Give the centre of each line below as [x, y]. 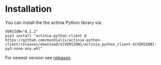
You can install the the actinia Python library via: [54, 22]
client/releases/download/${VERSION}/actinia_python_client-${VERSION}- [81, 44]
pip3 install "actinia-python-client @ [46, 36]
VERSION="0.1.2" [22, 31]
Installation [28, 9]
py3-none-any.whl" [24, 48]
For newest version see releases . [39, 58]
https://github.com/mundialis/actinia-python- [54, 40]
